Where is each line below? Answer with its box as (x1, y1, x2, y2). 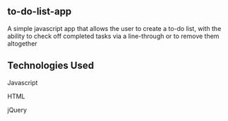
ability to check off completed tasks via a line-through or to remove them (7, 32, 220, 40)
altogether (7, 39, 37, 48)
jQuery (7, 106, 27, 114)
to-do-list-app (7, 6, 72, 18)
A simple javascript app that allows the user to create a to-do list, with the (7, 24, 222, 32)
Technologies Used (7, 60, 94, 72)
